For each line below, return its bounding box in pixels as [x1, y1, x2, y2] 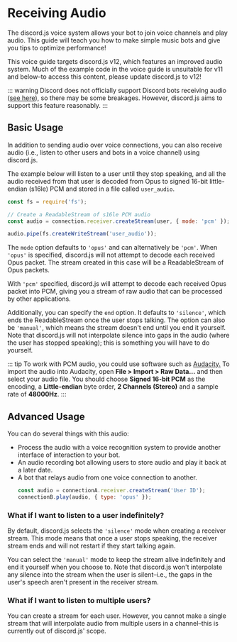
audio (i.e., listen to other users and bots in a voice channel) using [7, 148, 200, 157]
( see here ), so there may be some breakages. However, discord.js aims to [7, 94, 223, 102]
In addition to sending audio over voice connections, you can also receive [7, 140, 223, 149]
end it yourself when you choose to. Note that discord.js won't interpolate [7, 563, 223, 572]
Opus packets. [7, 266, 50, 275]
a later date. [17, 466, 53, 475]
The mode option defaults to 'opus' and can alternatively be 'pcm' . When [7, 243, 218, 252]
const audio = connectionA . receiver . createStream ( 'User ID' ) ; [17, 487, 206, 494]
